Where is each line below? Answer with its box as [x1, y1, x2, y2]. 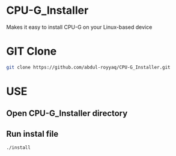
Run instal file [6, 128, 59, 139]
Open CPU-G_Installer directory [6, 109, 128, 119]
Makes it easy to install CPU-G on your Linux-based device [6, 23, 153, 31]
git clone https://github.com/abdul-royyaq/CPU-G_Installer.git [6, 64, 171, 70]
